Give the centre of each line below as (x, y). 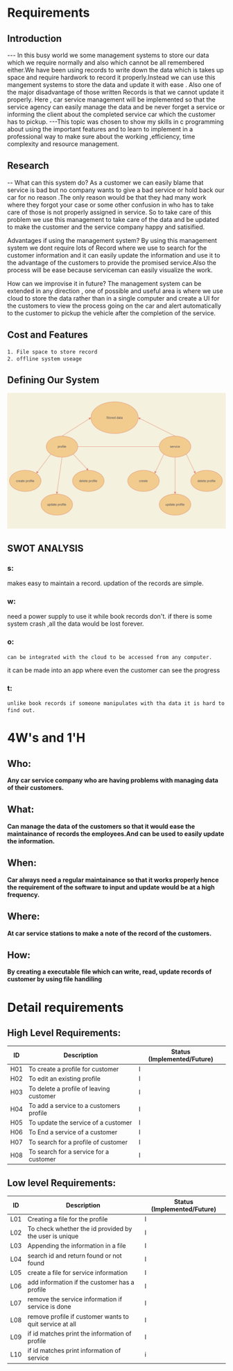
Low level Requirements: (62, 1183)
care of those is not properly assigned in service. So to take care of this (109, 212)
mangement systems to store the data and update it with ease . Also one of (114, 85)
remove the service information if (75, 1299)
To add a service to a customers (75, 1105)
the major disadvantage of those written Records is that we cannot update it (115, 92)
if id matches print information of (74, 1351)
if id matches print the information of (79, 1333)
